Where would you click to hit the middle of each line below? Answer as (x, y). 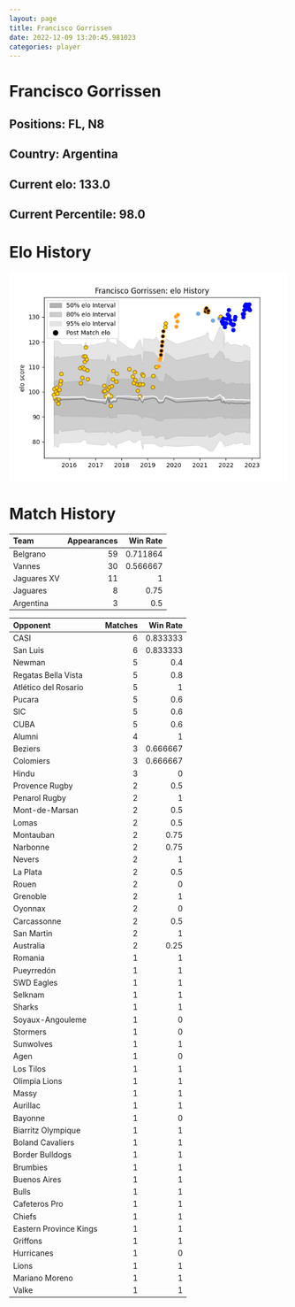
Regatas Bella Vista (48, 675)
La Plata (27, 872)
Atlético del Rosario (48, 687)
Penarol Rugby (39, 798)
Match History (63, 514)
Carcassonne (37, 921)
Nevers (26, 859)
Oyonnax (29, 909)
